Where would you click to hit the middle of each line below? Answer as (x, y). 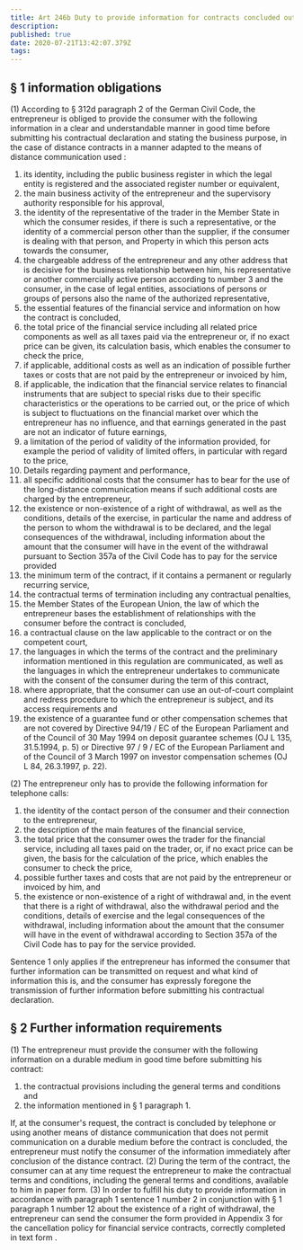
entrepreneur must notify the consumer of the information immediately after (151, 1151)
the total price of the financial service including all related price (140, 327)
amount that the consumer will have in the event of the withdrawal (146, 546)
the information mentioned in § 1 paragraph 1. (107, 1105)
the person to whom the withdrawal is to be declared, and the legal (147, 527)
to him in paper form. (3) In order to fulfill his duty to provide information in (148, 1189)
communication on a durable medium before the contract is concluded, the (149, 1141)
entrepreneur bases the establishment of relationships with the (139, 613)
